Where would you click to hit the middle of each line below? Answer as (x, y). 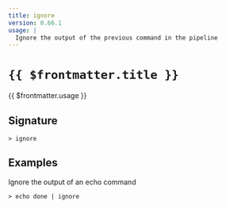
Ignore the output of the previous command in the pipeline (117, 38)
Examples (33, 163)
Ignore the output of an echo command (72, 182)
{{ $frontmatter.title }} (94, 76)
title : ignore (32, 15)
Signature (33, 121)
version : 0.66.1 (35, 23)
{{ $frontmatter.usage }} (48, 96)
